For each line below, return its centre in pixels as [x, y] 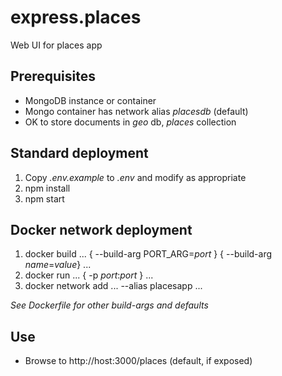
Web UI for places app [56, 45]
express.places [76, 17]
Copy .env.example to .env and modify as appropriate [135, 177]
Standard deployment [79, 153]
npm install [47, 188]
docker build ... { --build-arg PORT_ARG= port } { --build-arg [148, 254]
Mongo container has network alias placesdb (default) [136, 111]
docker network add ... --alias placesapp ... [113, 286]
